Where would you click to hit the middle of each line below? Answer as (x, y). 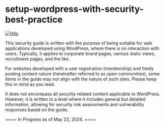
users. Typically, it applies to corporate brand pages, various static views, (80, 54)
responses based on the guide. (37, 110)
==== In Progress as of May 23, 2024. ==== (51, 119)
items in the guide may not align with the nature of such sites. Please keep (81, 79)
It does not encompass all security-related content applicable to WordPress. (83, 94)
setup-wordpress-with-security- (74, 9)
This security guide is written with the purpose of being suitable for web (79, 43)
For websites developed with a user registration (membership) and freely (80, 68)
